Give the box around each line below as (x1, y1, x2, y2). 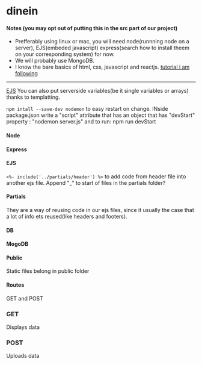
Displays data (6, 323, 40, 331)
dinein (6, 4, 38, 18)
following (14, 70, 38, 77)
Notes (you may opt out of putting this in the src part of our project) (6, 24, 178, 31)
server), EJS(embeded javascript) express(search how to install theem (14, 44, 190, 52)
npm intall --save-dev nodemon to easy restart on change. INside (6, 105, 168, 113)
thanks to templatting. (6, 93, 60, 101)
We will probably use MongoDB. (14, 57, 95, 64)
